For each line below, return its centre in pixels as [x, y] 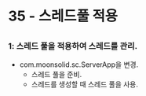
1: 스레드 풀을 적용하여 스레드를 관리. [73, 46]
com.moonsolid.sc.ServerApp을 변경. [79, 65]
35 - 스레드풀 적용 [63, 16]
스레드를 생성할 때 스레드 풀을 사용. [85, 84]
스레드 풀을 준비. [57, 74]
